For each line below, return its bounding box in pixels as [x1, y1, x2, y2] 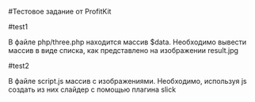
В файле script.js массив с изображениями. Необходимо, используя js [8, 77, 247, 85]
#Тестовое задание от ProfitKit [8, 7, 112, 16]
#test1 [8, 22, 29, 31]
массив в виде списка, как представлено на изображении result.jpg [8, 46, 239, 55]
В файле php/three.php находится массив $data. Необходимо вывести [8, 37, 247, 47]
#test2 [8, 61, 29, 70]
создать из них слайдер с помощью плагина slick [8, 85, 177, 94]
